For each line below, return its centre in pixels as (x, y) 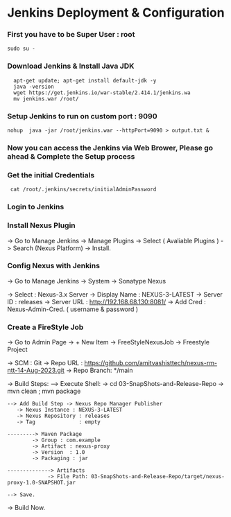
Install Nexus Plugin (42, 225)
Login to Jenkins (36, 207)
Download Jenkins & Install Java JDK (71, 66)
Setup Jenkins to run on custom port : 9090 (82, 116)
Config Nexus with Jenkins (54, 266)
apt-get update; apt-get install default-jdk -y (85, 80)
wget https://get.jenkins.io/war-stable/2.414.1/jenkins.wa (102, 93)
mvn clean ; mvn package (44, 391)
